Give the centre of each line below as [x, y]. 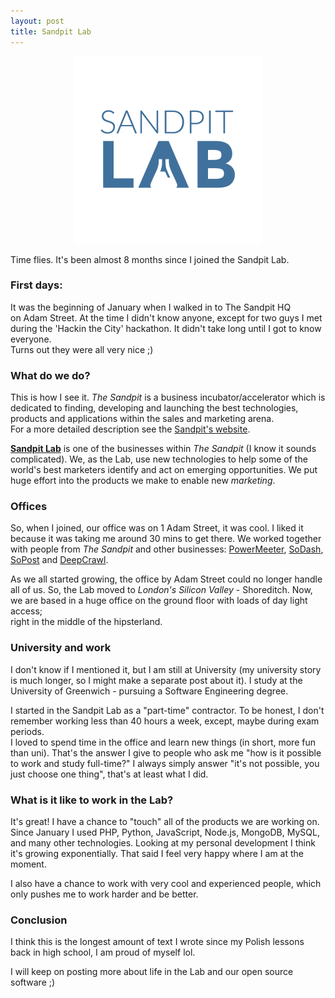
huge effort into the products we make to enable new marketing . [143, 481]
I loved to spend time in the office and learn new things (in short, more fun [163, 742]
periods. [27, 731]
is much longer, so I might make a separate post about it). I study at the [156, 680]
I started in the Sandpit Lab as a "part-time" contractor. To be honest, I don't [167, 710]
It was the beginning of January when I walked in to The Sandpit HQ [151, 307]
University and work [61, 648]
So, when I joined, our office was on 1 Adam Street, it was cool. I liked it [157, 528]
